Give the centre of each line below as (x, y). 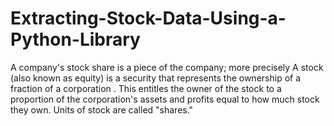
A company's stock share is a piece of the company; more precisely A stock (167, 67)
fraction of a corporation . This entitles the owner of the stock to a (146, 88)
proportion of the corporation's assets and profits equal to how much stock (165, 99)
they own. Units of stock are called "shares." (102, 109)
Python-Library (75, 39)
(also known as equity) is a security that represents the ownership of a (156, 78)
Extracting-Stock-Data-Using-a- (148, 18)
